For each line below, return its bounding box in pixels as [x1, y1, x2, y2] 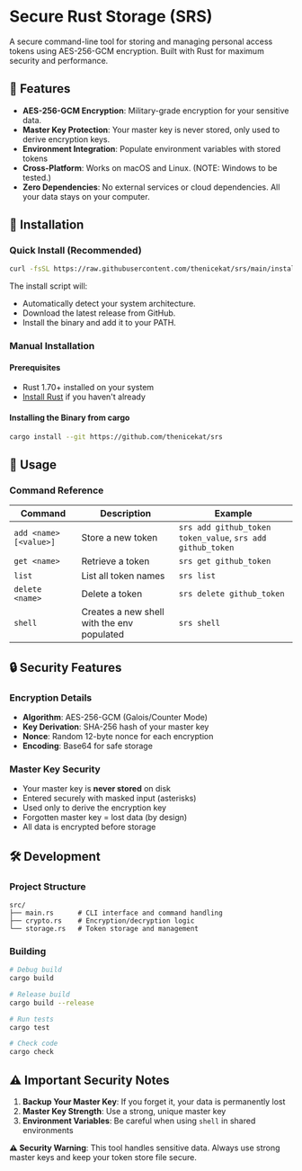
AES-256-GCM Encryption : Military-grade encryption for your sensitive [22, 105, 289, 116]
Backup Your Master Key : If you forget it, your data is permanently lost [22, 1095, 286, 1107]
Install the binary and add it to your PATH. [22, 317, 177, 328]
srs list [178, 571, 216, 581]
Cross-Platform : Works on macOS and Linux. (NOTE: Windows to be [22, 162, 278, 173]
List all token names [81, 569, 165, 582]
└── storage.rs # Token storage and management [9, 924, 200, 933]
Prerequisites [9, 362, 61, 372]
